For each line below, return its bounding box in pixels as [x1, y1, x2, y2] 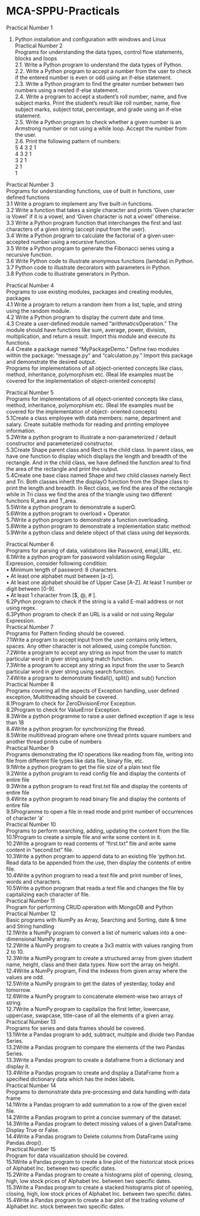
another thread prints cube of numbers [6, 738, 102, 745]
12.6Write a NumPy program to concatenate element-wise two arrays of [6, 992, 183, 1000]
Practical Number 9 [6, 744, 54, 752]
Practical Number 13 [6, 1018, 56, 1025]
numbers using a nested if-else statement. [14, 86, 119, 93]
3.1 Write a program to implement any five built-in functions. [6, 200, 153, 207]
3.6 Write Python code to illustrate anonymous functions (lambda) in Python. [6, 257, 194, 264]
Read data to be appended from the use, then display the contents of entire [6, 859, 192, 866]
